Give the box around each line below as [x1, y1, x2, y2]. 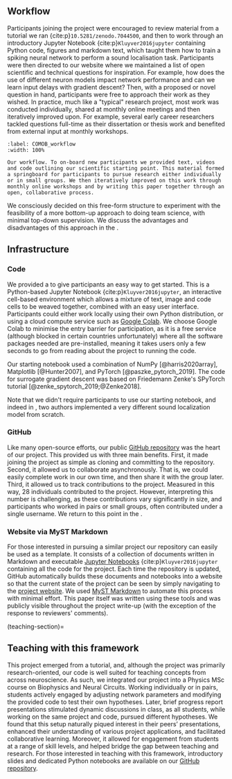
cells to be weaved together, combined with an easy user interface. [7, 302, 199, 311]
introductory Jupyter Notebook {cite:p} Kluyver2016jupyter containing [7, 38, 206, 47]
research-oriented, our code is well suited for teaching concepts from [7, 668, 206, 676]
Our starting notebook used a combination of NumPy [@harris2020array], [7, 360, 218, 368]
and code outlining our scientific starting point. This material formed [7, 164, 225, 172]
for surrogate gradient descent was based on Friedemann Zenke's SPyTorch [7, 375, 225, 383]
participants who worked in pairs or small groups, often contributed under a [7, 502, 223, 511]
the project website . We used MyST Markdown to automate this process [7, 587, 213, 595]
